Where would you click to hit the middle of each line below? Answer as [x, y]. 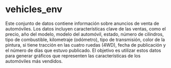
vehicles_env [34, 9]
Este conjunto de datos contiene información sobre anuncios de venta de [82, 23]
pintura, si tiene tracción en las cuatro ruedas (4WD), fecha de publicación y [86, 45]
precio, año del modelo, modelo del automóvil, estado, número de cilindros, [85, 34]
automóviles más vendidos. [34, 61]
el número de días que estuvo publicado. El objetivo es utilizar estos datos [83, 50]
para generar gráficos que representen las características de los [73, 56]
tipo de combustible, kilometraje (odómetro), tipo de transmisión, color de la [85, 40]
